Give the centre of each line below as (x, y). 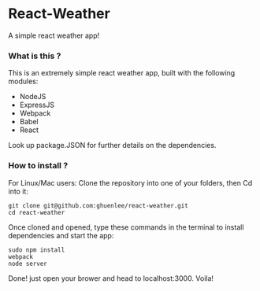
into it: (19, 191)
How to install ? (38, 166)
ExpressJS (37, 105)
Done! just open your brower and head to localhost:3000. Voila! (111, 278)
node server (28, 263)
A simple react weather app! (54, 35)
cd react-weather (37, 212)
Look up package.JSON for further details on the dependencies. (112, 145)
